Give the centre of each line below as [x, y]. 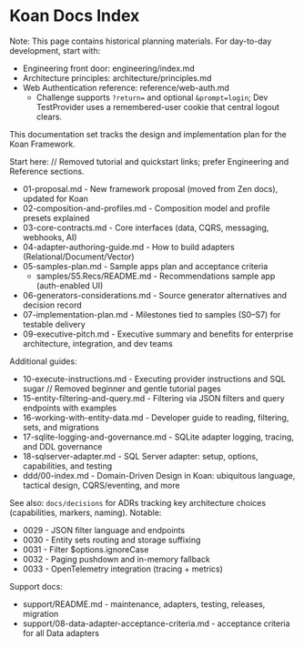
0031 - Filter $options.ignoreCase [86, 549]
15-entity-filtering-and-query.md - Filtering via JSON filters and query [153, 398]
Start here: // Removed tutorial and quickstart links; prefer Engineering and [149, 161]
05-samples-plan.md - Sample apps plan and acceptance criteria [145, 266]
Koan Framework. [42, 144]
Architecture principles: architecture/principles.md [117, 77]
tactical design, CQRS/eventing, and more [101, 485]
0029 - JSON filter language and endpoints [104, 530]
